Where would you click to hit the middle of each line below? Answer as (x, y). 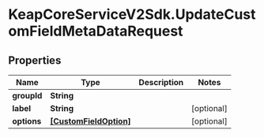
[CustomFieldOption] (91, 121)
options (27, 121)
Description (161, 82)
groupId (27, 96)
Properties (35, 60)
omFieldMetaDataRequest (96, 31)
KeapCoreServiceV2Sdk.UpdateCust (132, 15)
